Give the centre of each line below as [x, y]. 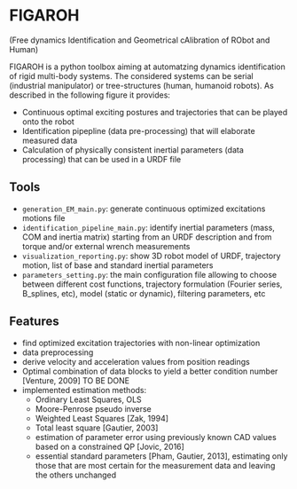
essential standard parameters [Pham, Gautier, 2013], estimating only [161, 456]
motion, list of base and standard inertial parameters [117, 265]
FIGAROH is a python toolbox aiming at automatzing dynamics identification [147, 67]
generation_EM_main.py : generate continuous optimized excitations [144, 209]
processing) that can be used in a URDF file [102, 159]
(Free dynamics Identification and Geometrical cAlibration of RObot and [140, 40]
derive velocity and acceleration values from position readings [136, 361]
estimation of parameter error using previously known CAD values [156, 437]
